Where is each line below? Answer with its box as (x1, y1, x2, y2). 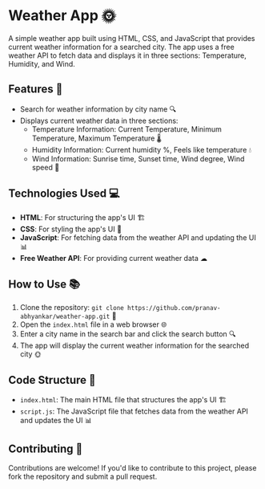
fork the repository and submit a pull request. (8, 472, 158, 481)
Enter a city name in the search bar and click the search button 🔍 (19, 329, 236, 339)
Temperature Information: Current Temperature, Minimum (31, 124, 222, 134)
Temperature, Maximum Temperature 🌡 (31, 133, 162, 143)
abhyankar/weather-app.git (19, 312, 110, 321)
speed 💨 (31, 162, 60, 172)
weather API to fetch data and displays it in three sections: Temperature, (8, 51, 247, 60)
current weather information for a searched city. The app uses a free (8, 42, 235, 51)
